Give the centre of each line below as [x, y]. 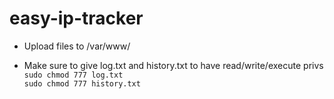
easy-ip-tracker [76, 18]
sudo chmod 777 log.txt [73, 75]
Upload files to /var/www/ [77, 46]
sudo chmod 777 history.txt [82, 83]
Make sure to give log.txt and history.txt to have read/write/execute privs [173, 65]
